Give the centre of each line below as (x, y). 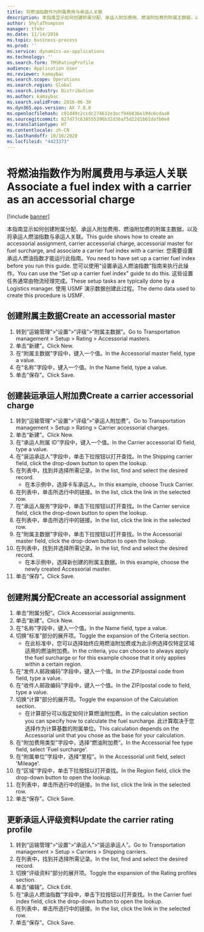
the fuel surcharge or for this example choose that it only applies (105, 658)
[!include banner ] (28, 216)
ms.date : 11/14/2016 (33, 35)
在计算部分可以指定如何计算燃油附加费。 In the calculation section (106, 714)
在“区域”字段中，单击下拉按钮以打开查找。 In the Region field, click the (103, 771)
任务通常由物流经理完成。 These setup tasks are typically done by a (91, 281)
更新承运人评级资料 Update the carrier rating (90, 820)
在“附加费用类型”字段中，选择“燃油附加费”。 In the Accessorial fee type (104, 743)
